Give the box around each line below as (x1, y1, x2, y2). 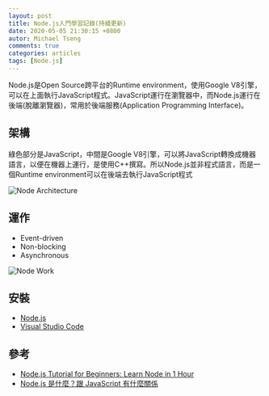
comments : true (8, 42, 60, 50)
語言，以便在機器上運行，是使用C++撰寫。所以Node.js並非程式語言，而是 (8, 159, 254, 169)
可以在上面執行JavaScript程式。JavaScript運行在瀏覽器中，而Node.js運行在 (8, 90, 261, 99)
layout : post (8, 11, 53, 20)
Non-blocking (19, 242, 66, 251)
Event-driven (19, 233, 64, 242)
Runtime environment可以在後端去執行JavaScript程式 (15, 169, 193, 179)
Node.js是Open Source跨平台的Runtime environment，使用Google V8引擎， (8, 80, 262, 90)
